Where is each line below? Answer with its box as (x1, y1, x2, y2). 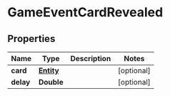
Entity (38, 65, 59, 75)
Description (70, 54, 111, 63)
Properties (7, 33, 56, 45)
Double (38, 78, 64, 87)
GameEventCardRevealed (7, 4, 164, 21)
